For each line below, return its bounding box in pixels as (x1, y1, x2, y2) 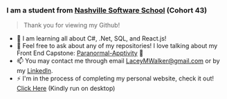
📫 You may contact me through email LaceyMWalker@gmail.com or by (16, 57, 220, 65)
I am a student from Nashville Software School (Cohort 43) (6, 5, 208, 15)
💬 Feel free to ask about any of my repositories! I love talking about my (16, 42, 218, 50)
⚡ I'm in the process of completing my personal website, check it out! (16, 74, 215, 82)
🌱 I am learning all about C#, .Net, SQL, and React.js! (16, 34, 167, 43)
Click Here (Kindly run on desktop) (16, 85, 116, 93)
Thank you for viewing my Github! (23, 21, 120, 30)
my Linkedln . (16, 67, 53, 75)
